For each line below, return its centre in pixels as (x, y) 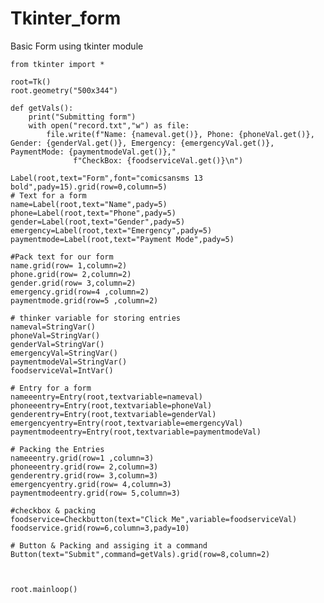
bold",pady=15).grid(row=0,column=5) (89, 187)
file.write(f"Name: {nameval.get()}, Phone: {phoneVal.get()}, (180, 134)
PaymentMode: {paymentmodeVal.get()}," (93, 152)
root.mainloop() (44, 589)
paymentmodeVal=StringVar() (69, 362)
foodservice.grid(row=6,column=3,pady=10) (100, 528)
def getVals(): (42, 108)
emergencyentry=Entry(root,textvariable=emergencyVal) (127, 423)
